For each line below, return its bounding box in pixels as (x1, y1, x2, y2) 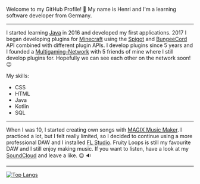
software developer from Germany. (6, 12, 92, 19)
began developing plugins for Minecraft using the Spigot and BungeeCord (6, 36, 187, 42)
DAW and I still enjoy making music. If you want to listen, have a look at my (6, 145, 189, 152)
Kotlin (14, 103, 29, 110)
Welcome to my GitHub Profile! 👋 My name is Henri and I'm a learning (6, 6, 177, 13)
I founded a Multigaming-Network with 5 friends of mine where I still (6, 48, 174, 55)
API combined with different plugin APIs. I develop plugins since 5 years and (6, 42, 193, 49)
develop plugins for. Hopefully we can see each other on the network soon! (6, 54, 191, 61)
